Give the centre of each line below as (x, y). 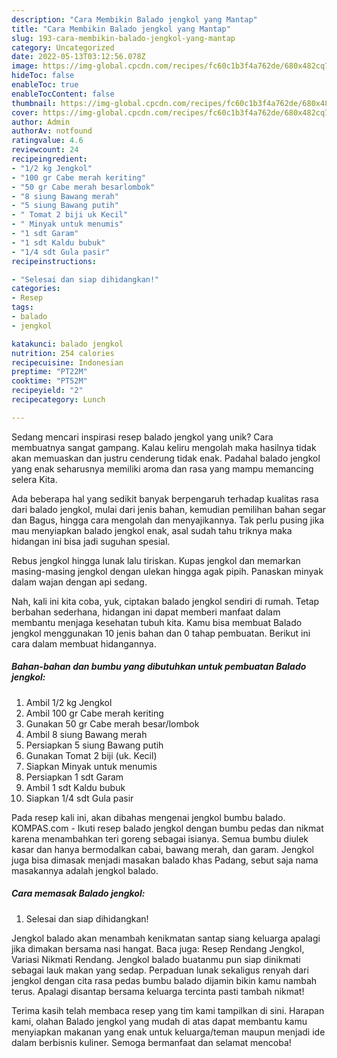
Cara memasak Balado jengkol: (78, 893)
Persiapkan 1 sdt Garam (74, 777)
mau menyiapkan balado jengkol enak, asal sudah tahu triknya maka (152, 530)
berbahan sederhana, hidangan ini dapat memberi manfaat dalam (146, 612)
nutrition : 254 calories (63, 353)
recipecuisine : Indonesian (67, 362)
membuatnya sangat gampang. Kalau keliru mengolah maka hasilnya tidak (164, 447)
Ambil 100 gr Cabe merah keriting (94, 713)
